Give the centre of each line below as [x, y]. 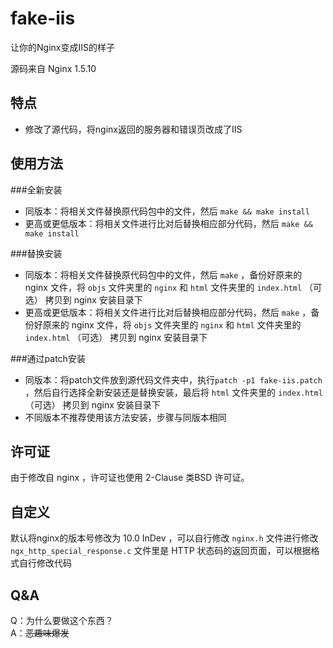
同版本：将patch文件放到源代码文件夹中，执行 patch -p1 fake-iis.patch [173, 379]
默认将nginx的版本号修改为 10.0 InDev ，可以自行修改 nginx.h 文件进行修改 [164, 538]
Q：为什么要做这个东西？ [62, 620]
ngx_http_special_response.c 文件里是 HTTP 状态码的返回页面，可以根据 [161, 551]
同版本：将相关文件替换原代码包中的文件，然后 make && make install [167, 211]
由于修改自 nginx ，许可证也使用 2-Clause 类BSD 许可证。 [130, 478]
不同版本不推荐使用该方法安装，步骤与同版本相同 [125, 417]
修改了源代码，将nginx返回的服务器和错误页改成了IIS [133, 129]
